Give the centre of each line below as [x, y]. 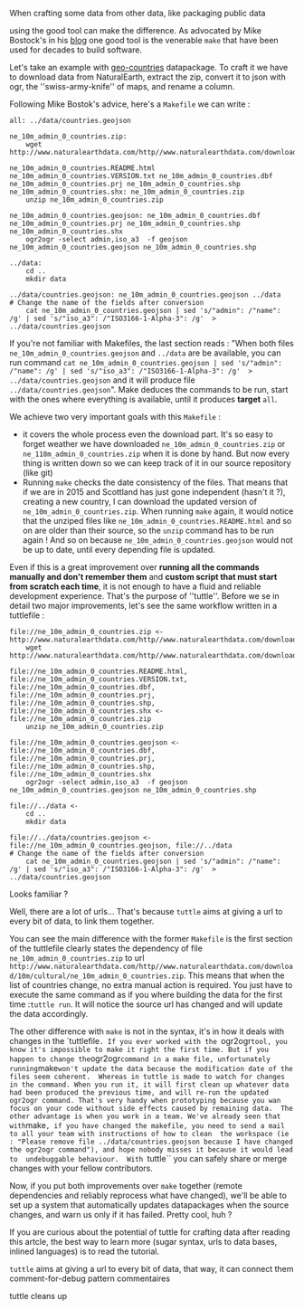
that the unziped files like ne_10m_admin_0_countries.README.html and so [157, 521]
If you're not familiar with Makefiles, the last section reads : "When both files [152, 343]
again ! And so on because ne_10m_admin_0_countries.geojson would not [157, 540]
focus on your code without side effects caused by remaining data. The [152, 1108]
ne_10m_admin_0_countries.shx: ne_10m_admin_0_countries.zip [127, 192]
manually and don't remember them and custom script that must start [143, 577]
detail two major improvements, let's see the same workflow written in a [143, 606]
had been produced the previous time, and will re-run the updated [139, 1093]
